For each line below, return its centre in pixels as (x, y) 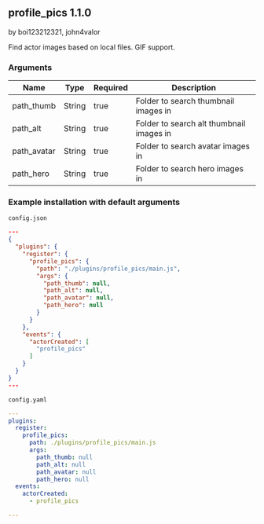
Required (110, 88)
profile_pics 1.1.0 (50, 13)
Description (194, 88)
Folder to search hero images (189, 169)
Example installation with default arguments (94, 202)
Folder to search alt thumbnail (191, 123)
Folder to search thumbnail (185, 101)
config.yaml (27, 400)
